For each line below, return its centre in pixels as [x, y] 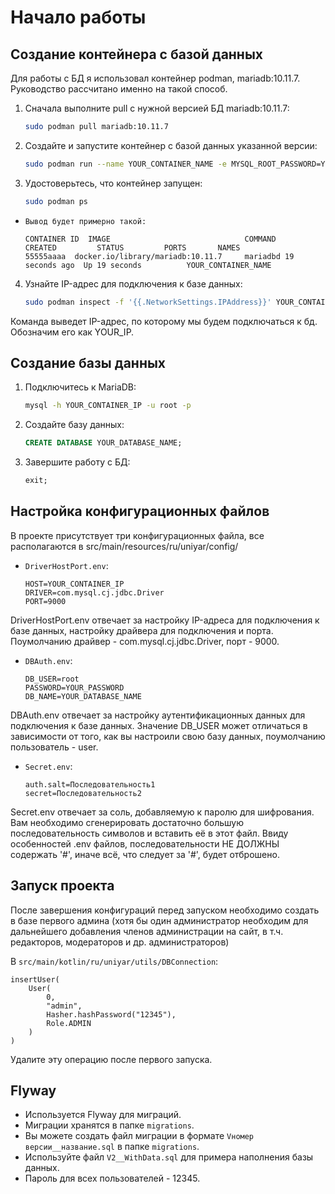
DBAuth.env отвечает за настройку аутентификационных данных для [158, 715]
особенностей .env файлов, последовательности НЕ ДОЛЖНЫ [145, 843]
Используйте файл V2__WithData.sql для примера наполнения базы [169, 1157]
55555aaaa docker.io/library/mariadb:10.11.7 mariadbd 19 [159, 256]
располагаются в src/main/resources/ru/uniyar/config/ [124, 546]
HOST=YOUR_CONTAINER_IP [74, 584]
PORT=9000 [45, 601]
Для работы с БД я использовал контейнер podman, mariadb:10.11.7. [155, 78]
